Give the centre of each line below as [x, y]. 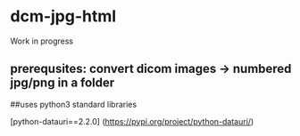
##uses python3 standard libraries [74, 104]
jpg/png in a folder [62, 83]
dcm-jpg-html [63, 16]
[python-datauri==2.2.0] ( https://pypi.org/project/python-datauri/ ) [132, 121]
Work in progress [42, 41]
